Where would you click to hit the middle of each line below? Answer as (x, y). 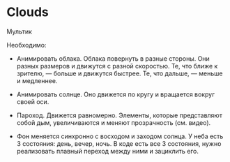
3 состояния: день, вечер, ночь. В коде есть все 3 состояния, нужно (119, 143)
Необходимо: (26, 45)
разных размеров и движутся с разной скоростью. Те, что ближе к (117, 66)
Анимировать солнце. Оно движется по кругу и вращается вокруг (116, 94)
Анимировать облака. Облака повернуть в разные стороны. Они (113, 58)
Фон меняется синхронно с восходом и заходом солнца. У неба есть (120, 136)
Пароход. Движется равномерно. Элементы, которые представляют (119, 115)
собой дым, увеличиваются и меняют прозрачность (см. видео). (114, 122)
